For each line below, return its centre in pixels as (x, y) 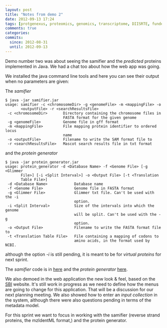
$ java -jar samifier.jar (32, 100)
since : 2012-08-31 (29, 42)
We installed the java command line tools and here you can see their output (82, 76)
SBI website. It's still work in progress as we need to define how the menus (82, 284)
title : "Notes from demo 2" (34, 14)
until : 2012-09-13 (29, 47)
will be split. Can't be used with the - (118, 214)
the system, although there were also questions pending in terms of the (78, 300)
